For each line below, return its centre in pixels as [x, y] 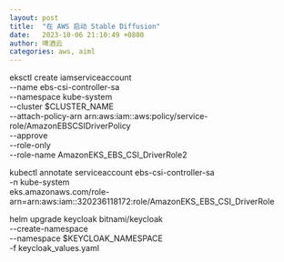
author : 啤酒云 [36, 43]
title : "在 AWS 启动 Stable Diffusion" [85, 26]
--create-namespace [49, 229]
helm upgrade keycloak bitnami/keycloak [86, 219]
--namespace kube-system [61, 97]
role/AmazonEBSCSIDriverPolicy [70, 126]
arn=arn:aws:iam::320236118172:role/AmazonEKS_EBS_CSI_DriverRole [142, 202]
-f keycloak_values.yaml [55, 248]
